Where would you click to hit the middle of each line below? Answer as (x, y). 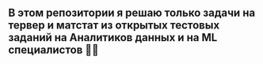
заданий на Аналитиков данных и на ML (113, 38)
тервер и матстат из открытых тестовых (114, 26)
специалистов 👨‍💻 (53, 50)
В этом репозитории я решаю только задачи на (132, 13)
